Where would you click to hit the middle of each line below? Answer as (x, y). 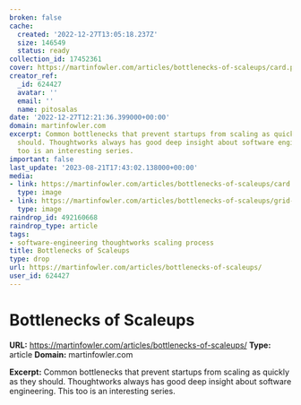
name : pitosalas (47, 109)
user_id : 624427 (39, 276)
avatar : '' (38, 92)
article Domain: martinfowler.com (71, 354)
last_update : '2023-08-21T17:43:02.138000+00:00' (104, 168)
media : (21, 176)
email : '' (35, 101)
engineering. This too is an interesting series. (93, 391)
